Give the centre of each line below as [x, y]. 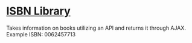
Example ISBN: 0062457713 [41, 34]
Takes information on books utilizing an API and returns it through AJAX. [96, 28]
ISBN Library [38, 11]
